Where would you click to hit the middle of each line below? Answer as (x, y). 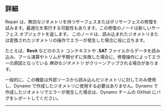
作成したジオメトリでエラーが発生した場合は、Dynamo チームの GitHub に (81, 92)
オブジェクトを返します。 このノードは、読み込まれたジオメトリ (84, 34)
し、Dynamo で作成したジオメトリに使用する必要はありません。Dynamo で (82, 86)
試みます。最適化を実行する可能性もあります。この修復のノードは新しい (78, 28)
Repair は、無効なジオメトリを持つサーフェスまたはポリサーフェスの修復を (81, 22)
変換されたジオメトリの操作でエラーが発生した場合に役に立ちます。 (78, 40)
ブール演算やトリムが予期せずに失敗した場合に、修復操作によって (85, 57)
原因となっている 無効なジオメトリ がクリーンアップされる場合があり (84, 63)
